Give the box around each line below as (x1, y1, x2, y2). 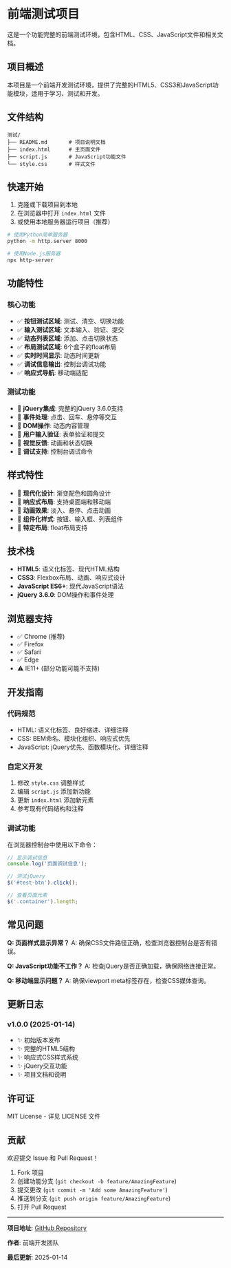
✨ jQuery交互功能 (16, 1061, 67, 1070)
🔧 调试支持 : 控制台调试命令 (16, 447, 93, 455)
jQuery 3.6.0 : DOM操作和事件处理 (16, 591, 115, 599)
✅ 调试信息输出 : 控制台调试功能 (16, 359, 107, 368)
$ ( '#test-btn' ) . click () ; (7, 879, 78, 887)
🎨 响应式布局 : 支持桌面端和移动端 (16, 497, 111, 506)
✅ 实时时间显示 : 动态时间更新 (16, 351, 100, 359)
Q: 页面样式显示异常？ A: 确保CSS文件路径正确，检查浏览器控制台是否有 (7, 938, 212, 947)
